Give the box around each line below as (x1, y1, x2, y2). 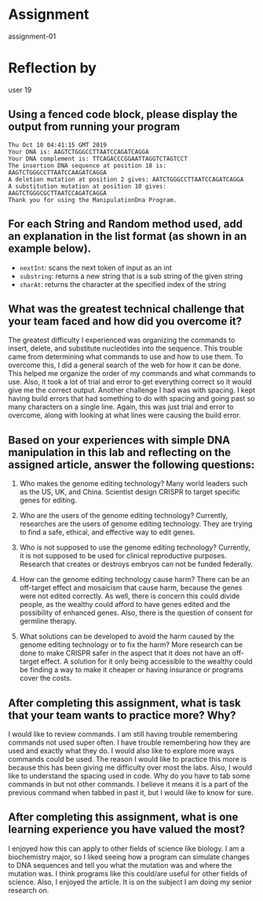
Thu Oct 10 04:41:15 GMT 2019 (8, 141, 108, 149)
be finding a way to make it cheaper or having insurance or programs (19, 665, 243, 675)
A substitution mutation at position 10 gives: (8, 182, 167, 190)
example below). (8, 242, 92, 256)
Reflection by (8, 59, 97, 77)
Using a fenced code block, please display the (8, 108, 238, 121)
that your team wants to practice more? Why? (8, 708, 237, 722)
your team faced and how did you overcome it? (8, 314, 243, 328)
